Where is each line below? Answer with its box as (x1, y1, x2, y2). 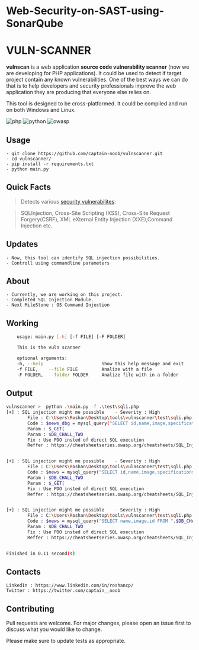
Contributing (6, 604, 54, 614)
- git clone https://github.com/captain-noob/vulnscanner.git (6, 150, 163, 156)
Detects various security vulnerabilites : (20, 198, 117, 205)
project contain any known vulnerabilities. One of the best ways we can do (6, 76, 188, 83)
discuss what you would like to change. (6, 626, 102, 633)
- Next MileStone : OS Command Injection (6, 302, 110, 308)
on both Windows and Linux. (6, 107, 76, 114)
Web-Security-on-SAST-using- (6, 4, 165, 18)
